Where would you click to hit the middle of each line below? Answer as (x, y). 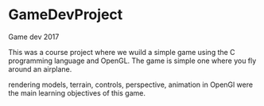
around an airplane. (40, 69)
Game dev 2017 (34, 37)
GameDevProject (66, 15)
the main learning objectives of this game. (77, 92)
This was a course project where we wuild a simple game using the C (122, 52)
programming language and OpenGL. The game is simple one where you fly (132, 61)
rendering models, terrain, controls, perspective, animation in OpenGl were (130, 84)
